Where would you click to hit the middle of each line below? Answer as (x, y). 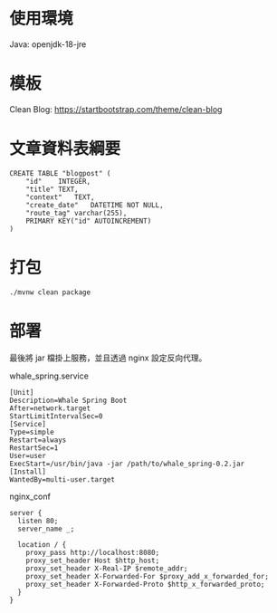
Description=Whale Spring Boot (68, 400)
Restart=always (38, 440)
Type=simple (32, 432)
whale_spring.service (49, 376)
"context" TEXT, (60, 197)
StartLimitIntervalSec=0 (56, 416)
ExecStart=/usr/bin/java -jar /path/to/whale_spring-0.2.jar (127, 464)
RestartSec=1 (34, 448)
